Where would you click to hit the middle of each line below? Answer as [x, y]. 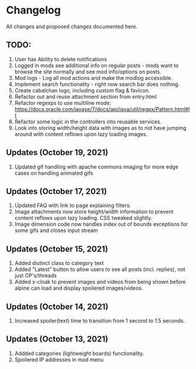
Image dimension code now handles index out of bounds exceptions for [101, 224]
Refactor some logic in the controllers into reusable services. [88, 122]
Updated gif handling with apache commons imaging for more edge [97, 167]
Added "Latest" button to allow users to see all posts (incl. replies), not [100, 269]
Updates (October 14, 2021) [57, 306]
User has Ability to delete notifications [61, 59]
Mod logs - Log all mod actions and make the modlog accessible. [93, 78]
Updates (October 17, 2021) [57, 191]
